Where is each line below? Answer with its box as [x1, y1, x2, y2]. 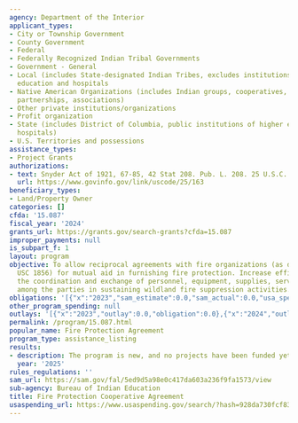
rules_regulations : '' [9, 367, 93, 377]
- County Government [9, 37, 86, 47]
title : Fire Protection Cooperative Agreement [9, 392, 184, 402]
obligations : [9, 294, 58, 302]
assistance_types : [9, 145, 77, 153]
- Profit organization [9, 112, 93, 121]
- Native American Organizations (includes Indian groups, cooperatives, [9, 87, 288, 96]
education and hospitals [17, 79, 109, 88]
